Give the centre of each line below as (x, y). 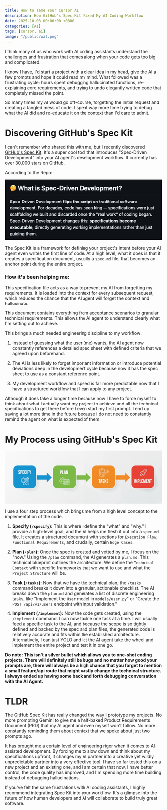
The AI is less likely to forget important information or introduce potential (87, 363)
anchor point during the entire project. (44, 264)
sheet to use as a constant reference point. (56, 374)
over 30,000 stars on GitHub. (35, 163)
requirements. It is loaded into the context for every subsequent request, (80, 293)
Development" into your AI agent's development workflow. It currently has (81, 157)
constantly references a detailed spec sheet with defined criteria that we (87, 348)
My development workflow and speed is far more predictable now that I (85, 384)
